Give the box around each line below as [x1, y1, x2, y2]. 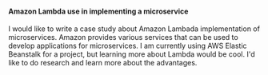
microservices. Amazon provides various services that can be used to [8, 33, 238, 42]
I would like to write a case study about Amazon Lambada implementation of [8, 24, 260, 34]
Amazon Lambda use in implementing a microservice [8, 6, 189, 16]
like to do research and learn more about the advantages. [8, 58, 198, 68]
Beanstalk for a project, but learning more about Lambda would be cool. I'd [8, 49, 255, 59]
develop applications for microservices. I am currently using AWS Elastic [8, 41, 247, 51]
